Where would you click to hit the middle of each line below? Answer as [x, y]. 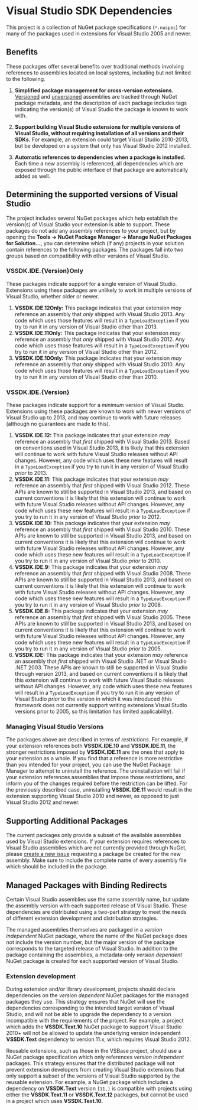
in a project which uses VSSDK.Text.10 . [55, 1101]
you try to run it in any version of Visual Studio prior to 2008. [88, 605]
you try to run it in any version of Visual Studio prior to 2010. [88, 561]
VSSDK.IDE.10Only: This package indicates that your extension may [98, 358]
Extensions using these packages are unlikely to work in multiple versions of [99, 290]
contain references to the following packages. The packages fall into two [95, 249]
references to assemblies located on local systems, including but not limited [98, 73]
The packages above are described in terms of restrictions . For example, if [97, 740]
